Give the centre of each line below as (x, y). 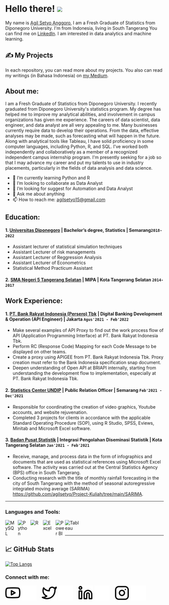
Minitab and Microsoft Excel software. (52, 428)
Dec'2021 (14, 396)
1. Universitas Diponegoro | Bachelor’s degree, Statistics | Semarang (78, 230)
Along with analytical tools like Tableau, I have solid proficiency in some (79, 141)
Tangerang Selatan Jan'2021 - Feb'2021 (47, 445)
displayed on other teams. (39, 352)
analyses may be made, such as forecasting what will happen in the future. (83, 136)
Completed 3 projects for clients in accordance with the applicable (81, 418)
